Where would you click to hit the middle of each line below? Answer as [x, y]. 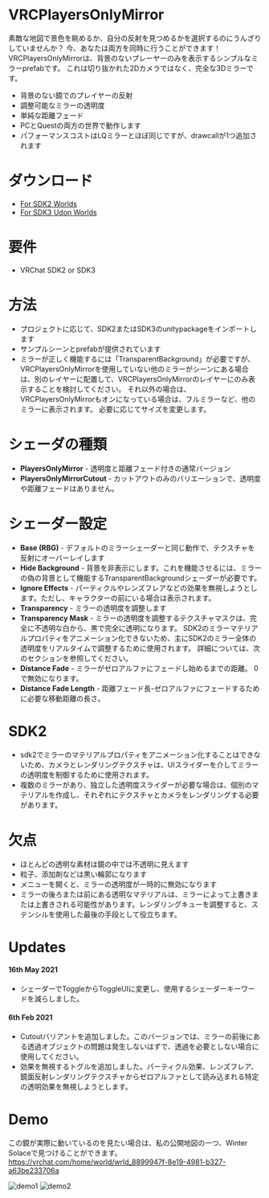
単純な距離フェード [52, 115]
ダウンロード [51, 181]
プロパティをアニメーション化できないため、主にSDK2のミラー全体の [142, 638]
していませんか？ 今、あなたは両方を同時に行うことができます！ [115, 48]
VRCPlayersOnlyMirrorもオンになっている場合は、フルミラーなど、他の [138, 399]
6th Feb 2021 [31, 1017]
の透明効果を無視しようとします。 [76, 1087]
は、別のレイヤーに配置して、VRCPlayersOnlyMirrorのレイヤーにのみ [134, 378]
